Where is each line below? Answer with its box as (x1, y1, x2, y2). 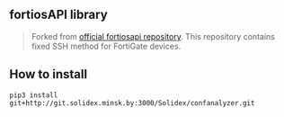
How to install (9, 67, 88, 82)
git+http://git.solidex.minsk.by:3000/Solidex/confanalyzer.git (9, 98, 255, 107)
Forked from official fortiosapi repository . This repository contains (31, 31, 276, 41)
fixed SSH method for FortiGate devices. (31, 40, 182, 51)
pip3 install (9, 90, 58, 100)
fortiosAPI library (9, 7, 108, 22)
